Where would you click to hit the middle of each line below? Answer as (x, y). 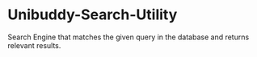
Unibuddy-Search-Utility (93, 15)
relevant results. (34, 45)
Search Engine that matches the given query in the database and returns (128, 37)
